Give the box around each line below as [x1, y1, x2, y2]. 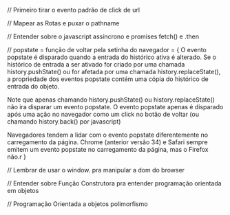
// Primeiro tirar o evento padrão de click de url [7, 6, 140, 14]
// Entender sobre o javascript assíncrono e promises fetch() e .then [7, 32, 200, 41]
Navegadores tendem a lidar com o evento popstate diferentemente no [7, 131, 209, 139]
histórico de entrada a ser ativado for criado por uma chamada [7, 60, 185, 68]
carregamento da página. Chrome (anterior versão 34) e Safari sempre [7, 138, 208, 146]
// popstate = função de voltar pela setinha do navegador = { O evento [7, 46, 207, 54]
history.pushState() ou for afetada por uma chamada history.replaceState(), [7, 68, 221, 76]
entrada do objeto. [7, 82, 60, 90]
